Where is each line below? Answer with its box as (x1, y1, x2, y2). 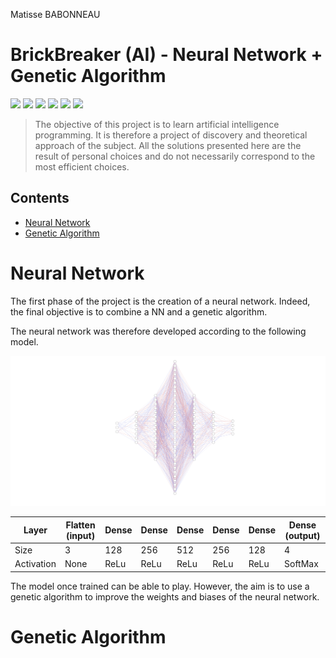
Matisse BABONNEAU (10, 9, 101, 20)
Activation (14, 558, 57, 570)
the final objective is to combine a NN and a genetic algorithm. (10, 305, 268, 318)
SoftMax (284, 558, 319, 570)
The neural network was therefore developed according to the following (10, 325, 307, 337)
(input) (66, 529, 96, 541)
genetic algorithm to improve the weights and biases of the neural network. (10, 590, 320, 603)
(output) (284, 529, 321, 541)
